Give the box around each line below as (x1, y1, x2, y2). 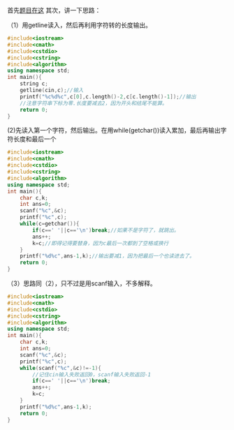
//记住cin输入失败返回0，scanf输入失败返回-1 (32, 371, 152, 378)
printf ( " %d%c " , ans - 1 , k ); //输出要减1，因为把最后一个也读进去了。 (20, 253, 195, 260)
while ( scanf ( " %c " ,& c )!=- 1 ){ (20, 364, 101, 371)
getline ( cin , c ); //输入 (20, 87, 84, 94)
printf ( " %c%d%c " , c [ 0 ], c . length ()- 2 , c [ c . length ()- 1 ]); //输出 (20, 93, 197, 100)
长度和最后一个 (13, 135, 57, 143)
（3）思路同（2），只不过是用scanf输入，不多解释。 (7, 279, 157, 288)
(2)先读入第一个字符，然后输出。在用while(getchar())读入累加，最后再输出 (7, 126, 221, 135)
